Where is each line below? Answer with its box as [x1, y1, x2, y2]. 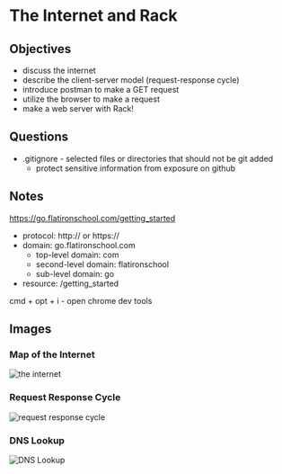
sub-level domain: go [35, 268, 115, 279]
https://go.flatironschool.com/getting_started [9, 212, 176, 223]
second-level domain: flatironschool [35, 258, 169, 270]
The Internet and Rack [9, 5, 178, 26]
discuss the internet [22, 65, 96, 76]
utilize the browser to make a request [22, 94, 160, 104]
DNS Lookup [9, 434, 66, 446]
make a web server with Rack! [22, 103, 135, 113]
